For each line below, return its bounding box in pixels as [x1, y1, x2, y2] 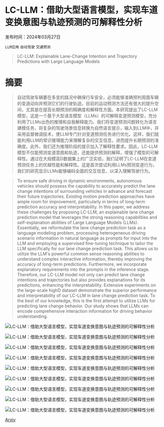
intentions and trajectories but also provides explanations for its [17, 277, 145, 283]
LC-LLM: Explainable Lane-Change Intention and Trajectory [17, 53, 138, 59]
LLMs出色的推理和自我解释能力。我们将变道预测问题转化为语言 [30, 119, 157, 125]
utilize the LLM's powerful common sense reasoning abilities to [17, 251, 144, 257]
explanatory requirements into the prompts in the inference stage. [17, 266, 150, 272]
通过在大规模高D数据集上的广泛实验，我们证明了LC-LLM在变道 [30, 156, 157, 161]
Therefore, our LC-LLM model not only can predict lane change [17, 271, 145, 277]
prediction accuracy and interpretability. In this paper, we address [17, 204, 150, 210]
